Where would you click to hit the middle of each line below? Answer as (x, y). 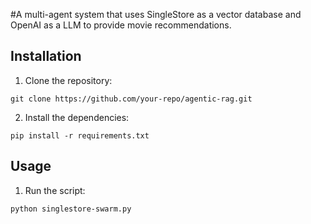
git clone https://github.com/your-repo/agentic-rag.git (131, 99)
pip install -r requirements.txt (80, 135)
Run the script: (55, 190)
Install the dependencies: (77, 117)
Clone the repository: (68, 80)
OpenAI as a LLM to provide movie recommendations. (121, 25)
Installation (46, 56)
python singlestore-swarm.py (71, 209)
